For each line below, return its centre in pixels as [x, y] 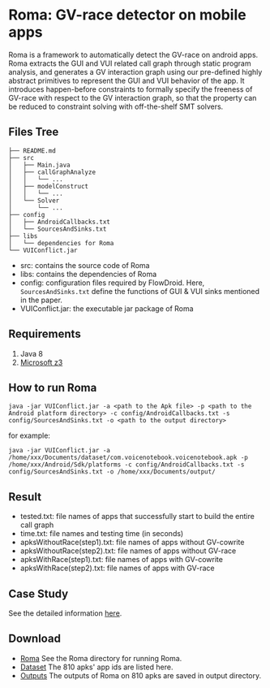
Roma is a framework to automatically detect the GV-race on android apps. [133, 54]
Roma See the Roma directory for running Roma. [101, 658]
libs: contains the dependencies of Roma [88, 274]
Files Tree [34, 132]
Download [34, 639]
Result [25, 497]
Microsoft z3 [41, 362]
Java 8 [31, 353]
